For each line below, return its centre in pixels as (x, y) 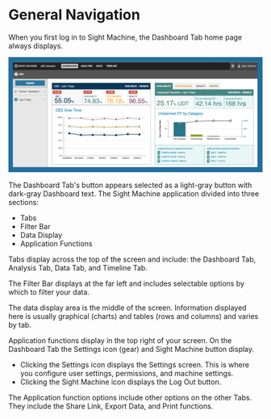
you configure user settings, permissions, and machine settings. (127, 373)
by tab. (20, 325)
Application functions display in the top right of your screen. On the (120, 340)
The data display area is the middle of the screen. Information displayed (128, 308)
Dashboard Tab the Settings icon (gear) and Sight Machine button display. (131, 349)
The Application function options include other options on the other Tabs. (130, 397)
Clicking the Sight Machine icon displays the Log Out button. (121, 382)
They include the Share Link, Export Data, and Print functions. (111, 406)
